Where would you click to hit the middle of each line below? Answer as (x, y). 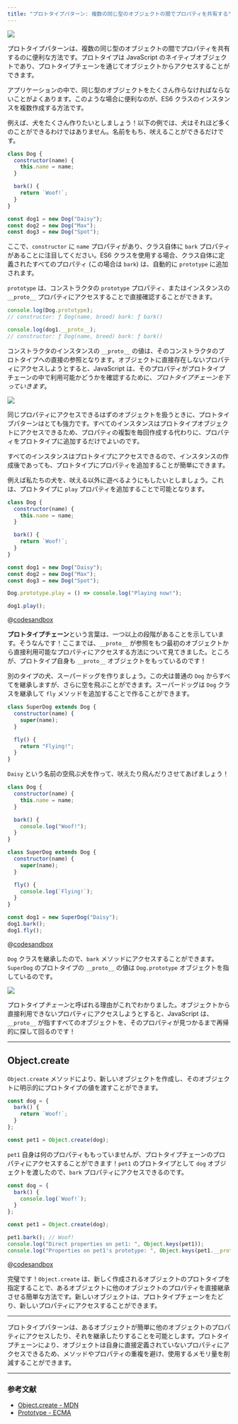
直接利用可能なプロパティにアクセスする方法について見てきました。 (112, 652)
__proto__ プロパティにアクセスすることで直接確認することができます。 (112, 297)
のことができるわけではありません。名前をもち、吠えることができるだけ (113, 131)
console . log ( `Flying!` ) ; (57, 891)
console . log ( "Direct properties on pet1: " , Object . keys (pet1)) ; (106, 1244)
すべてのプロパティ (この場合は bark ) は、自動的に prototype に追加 (130, 264)
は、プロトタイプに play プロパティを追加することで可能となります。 (108, 489)
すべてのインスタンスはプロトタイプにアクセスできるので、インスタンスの (115, 456)
